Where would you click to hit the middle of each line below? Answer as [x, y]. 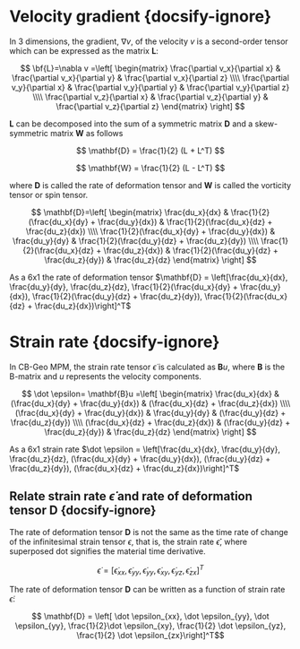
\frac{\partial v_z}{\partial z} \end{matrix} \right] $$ [150, 106]
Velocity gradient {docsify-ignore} [140, 17]
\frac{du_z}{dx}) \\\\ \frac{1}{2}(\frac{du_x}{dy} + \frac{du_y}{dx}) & [150, 231]
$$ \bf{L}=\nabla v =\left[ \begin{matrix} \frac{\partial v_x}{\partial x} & [150, 68]
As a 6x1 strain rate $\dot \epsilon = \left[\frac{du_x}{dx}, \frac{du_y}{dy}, [145, 449]
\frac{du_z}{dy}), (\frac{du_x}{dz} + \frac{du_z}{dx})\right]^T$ [124, 468]
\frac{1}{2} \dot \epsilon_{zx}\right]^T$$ [150, 636]
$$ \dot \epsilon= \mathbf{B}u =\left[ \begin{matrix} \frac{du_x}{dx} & [150, 394]
